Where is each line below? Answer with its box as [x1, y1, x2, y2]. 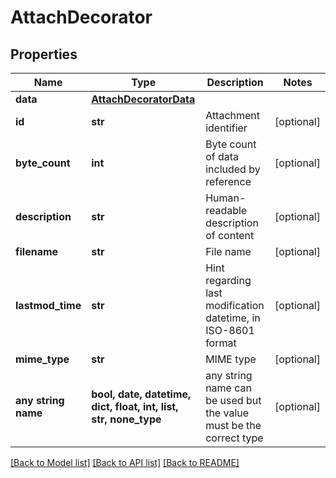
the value [205, 406, 250, 420]
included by [205, 162, 261, 176]
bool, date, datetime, [91, 387, 192, 401]
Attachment [205, 109, 261, 122]
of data [205, 150, 240, 163]
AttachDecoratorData [91, 92, 196, 106]
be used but [205, 394, 262, 407]
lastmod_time [15, 299, 82, 312]
